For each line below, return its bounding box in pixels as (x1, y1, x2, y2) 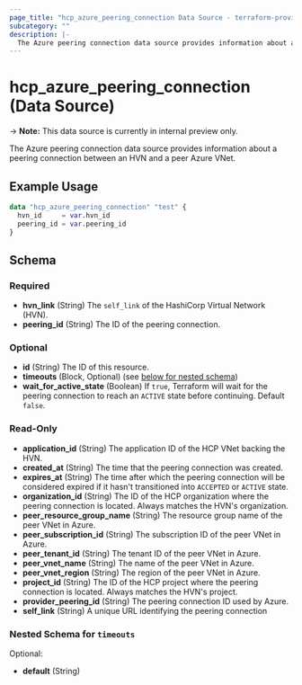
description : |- (9, 30, 70, 39)
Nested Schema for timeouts (9, 627, 136, 640)
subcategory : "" (9, 22, 70, 31)
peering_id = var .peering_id (17, 219, 127, 228)
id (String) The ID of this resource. (22, 361, 150, 373)
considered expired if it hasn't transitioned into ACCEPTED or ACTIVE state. (22, 481, 289, 492)
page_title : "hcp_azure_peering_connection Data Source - (9, 13, 231, 22)
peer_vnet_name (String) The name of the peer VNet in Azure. (22, 557, 254, 568)
